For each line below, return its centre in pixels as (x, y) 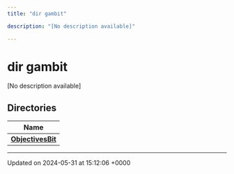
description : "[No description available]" (71, 26)
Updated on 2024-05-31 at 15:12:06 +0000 (69, 163)
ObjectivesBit (34, 139)
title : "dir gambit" (37, 14)
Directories (32, 108)
